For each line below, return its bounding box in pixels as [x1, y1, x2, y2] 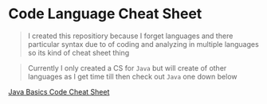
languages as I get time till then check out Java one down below [27, 71, 238, 81]
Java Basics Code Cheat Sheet [8, 87, 110, 96]
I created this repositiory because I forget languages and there [27, 31, 234, 40]
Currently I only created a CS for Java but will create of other [27, 63, 227, 72]
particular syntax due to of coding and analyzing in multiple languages [27, 39, 259, 48]
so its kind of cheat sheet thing [27, 48, 130, 57]
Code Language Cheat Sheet [8, 5, 202, 23]
